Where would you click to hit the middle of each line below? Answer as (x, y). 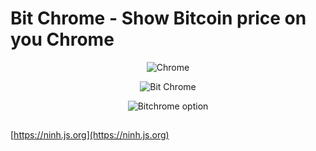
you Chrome (62, 39)
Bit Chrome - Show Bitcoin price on (158, 18)
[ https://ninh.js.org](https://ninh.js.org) (90, 135)
